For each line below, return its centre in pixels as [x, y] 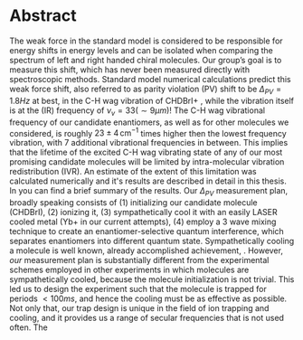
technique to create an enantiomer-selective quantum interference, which [147, 231]
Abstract [43, 16]
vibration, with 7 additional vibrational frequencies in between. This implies [149, 143]
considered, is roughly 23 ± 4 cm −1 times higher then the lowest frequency [148, 132]
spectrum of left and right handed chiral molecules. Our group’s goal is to [146, 60]
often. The [28, 327]
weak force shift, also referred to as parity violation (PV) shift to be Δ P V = [146, 90]
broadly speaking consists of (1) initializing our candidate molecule [133, 202]
